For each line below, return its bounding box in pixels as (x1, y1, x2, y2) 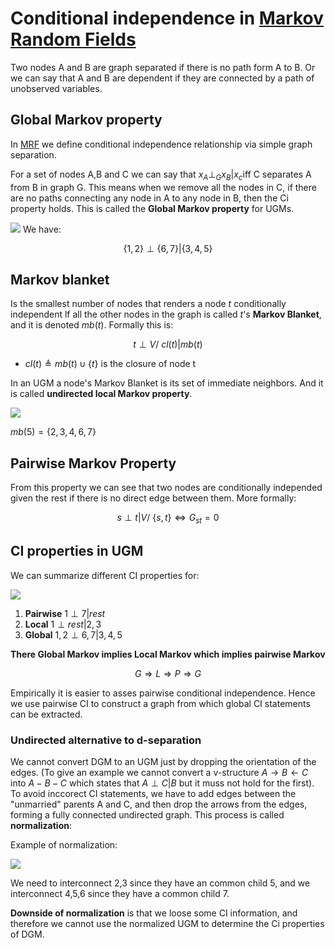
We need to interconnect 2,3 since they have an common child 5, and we (10, 877, 311, 889)
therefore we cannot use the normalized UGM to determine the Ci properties (10, 918, 325, 930)
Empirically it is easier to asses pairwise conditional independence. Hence (10, 687, 316, 699)
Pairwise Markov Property (10, 455, 177, 472)
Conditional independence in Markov (10, 7, 325, 30)
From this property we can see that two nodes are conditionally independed (10, 482, 323, 494)
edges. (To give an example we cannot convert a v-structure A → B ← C (10, 767, 309, 779)
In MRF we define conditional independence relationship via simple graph (10, 138, 313, 150)
